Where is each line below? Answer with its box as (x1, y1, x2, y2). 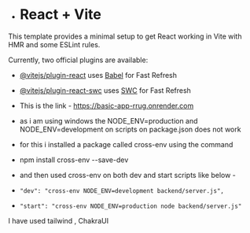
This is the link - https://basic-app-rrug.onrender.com (19, 101, 194, 110)
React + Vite (19, 6, 102, 24)
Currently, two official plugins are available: (8, 55, 149, 65)
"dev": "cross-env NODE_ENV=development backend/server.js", (19, 187, 225, 194)
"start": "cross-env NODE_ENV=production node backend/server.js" (19, 202, 242, 210)
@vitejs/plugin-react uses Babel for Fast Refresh (19, 70, 178, 80)
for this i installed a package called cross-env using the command (19, 139, 233, 149)
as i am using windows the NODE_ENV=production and (19, 116, 198, 125)
